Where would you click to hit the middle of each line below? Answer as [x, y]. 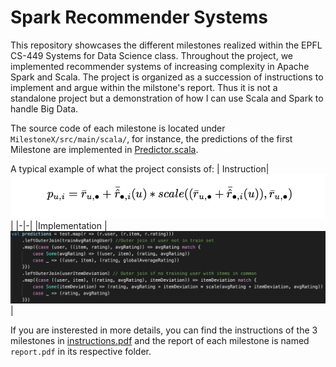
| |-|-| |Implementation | [59, 225]
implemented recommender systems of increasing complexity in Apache [160, 66]
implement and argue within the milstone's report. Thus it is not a [144, 87]
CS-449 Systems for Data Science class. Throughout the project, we [151, 55]
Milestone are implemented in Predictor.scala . [104, 149]
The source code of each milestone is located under [118, 128]
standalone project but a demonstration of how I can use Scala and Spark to [167, 98]
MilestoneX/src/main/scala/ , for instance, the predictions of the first [151, 138]
